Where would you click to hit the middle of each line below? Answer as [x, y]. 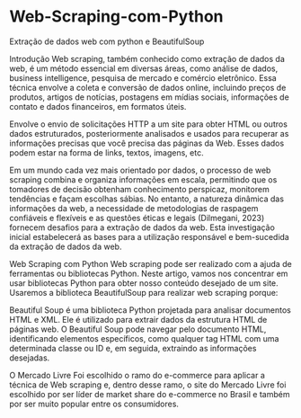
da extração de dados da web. [66, 246]
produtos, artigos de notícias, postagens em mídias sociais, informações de [149, 97]
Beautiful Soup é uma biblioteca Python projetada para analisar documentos [150, 310]
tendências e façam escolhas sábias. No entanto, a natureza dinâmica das [147, 199]
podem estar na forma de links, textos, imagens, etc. [106, 152]
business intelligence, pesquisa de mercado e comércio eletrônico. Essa [143, 77]
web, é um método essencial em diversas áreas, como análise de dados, [144, 68]
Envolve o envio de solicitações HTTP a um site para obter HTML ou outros [148, 124]
